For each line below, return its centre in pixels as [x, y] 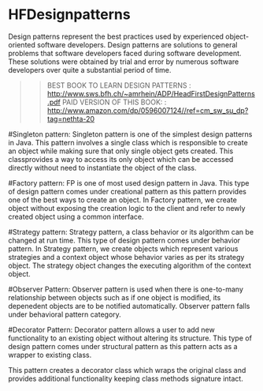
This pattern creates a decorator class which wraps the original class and [127, 370]
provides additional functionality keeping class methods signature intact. [126, 378]
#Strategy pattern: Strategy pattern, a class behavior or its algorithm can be [131, 231]
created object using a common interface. [76, 216]
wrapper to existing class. [50, 355]
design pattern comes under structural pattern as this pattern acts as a [123, 346]
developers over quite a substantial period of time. [90, 70]
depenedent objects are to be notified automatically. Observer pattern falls [129, 306]
